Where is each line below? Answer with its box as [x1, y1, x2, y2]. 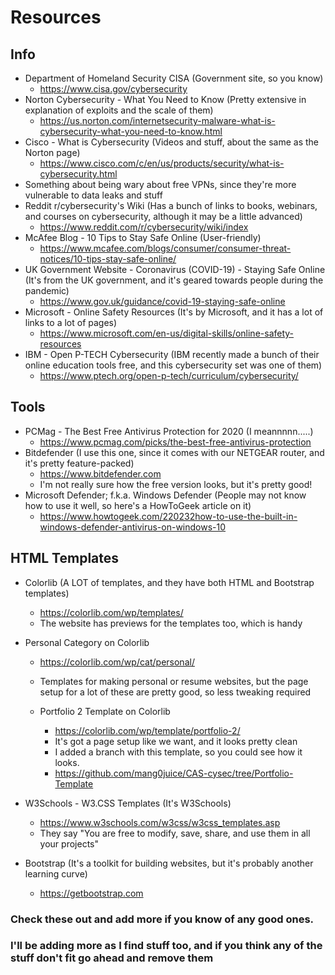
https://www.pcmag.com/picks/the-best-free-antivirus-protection [39, 436, 312, 448]
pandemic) [24, 285, 70, 296]
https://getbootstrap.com [39, 887, 144, 899]
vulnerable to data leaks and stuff [24, 189, 163, 201]
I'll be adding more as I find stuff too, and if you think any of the [10, 939, 323, 953]
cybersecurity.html [39, 168, 118, 180]
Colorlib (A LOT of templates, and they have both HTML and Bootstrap [24, 576, 315, 588]
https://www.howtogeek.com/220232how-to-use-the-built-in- [39, 510, 298, 522]
